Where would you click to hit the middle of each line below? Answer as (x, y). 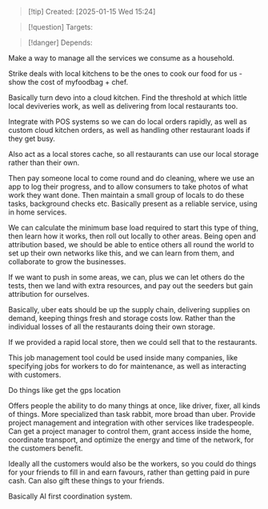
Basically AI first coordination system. (70, 496)
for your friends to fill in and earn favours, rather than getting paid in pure (129, 472)
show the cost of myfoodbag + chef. (68, 82)
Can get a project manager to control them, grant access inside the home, (130, 431)
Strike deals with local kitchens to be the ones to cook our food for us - (125, 74)
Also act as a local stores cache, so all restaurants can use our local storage (134, 154)
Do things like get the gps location (65, 390)
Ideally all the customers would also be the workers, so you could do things (132, 464)
